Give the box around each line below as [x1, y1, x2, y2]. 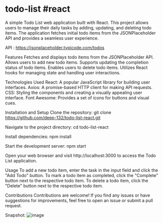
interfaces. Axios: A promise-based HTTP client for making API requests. [5, 84, 153, 90]
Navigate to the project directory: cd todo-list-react [5, 124, 109, 130]
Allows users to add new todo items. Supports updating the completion [5, 59, 149, 65]
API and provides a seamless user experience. [5, 35, 99, 41]
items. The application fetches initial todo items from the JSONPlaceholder [5, 30, 156, 36]
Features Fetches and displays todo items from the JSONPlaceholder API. [5, 54, 154, 60]
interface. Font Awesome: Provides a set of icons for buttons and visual [5, 94, 150, 101]
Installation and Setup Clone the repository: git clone [5, 109, 111, 115]
